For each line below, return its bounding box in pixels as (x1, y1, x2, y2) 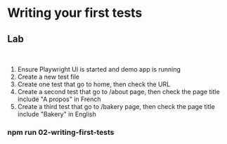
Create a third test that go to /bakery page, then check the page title (17, 103, 216, 110)
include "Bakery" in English (17, 110, 97, 118)
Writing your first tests (7, 5, 143, 21)
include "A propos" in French (17, 95, 101, 103)
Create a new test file (17, 72, 79, 81)
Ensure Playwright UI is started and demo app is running (17, 65, 181, 73)
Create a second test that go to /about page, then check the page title (17, 88, 220, 96)
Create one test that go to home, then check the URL (17, 80, 171, 89)
